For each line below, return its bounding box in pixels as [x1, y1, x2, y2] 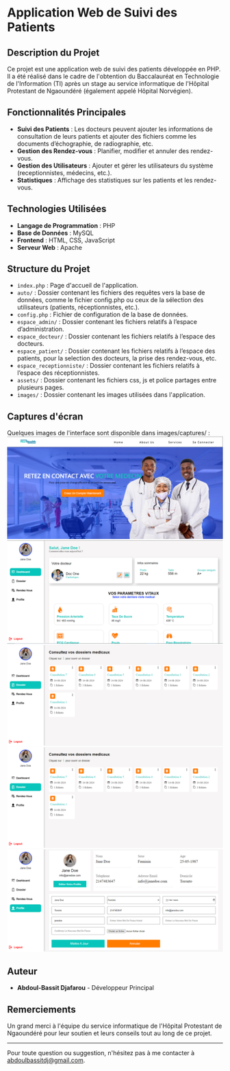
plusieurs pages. [16, 383, 64, 392]
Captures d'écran [7, 411, 84, 422]
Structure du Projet [7, 263, 90, 275]
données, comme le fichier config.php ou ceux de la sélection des [16, 296, 204, 304]
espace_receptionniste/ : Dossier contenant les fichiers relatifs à [16, 362, 200, 370]
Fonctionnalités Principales [7, 106, 127, 118]
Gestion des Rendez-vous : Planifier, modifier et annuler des [16, 146, 190, 155]
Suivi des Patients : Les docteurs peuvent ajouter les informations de [16, 125, 214, 133]
